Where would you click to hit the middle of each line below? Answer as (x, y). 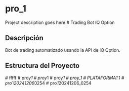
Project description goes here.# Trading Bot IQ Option (60, 22)
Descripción (24, 38)
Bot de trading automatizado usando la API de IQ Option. (63, 50)
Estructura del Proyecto (43, 66)
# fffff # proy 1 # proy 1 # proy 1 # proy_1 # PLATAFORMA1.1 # (65, 78)
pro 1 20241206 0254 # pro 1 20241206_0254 (48, 83)
